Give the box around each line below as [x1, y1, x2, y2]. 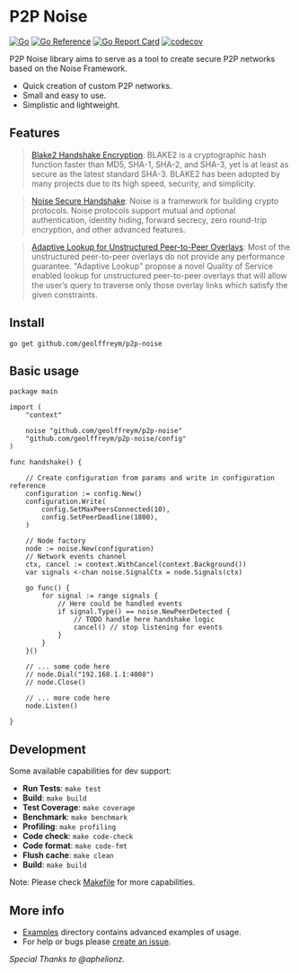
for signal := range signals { [41, 591, 159, 601]
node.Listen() [25, 702, 78, 711]
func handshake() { [9, 458, 83, 467]
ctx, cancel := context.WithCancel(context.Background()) [25, 560, 247, 570]
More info [9, 903, 65, 918]
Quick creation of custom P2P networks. [22, 80, 172, 91]
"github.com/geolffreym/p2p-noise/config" [25, 434, 187, 444]
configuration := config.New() [25, 490, 143, 499]
